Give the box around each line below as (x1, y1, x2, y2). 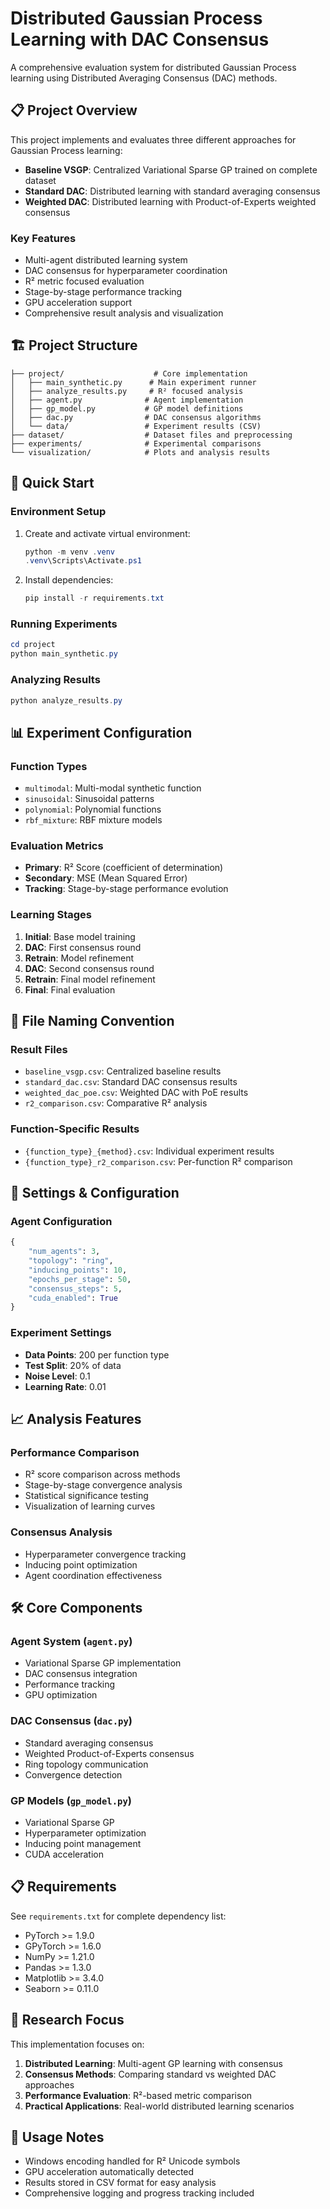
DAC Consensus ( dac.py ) (10, 1714, 133, 1728)
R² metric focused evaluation (24, 275, 145, 287)
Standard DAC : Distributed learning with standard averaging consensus (24, 185, 321, 197)
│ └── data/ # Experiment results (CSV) (10, 421, 262, 431)
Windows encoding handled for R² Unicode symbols (24, 2155, 241, 2167)
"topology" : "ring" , (28, 1256, 114, 1266)
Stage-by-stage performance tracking (24, 286, 183, 298)
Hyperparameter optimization (24, 1827, 147, 1839)
